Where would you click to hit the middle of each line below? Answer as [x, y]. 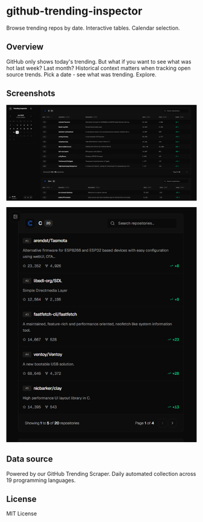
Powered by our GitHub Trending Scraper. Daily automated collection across [101, 474]
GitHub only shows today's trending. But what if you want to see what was [99, 61]
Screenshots [31, 94]
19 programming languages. [41, 480]
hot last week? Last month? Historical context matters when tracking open [98, 68]
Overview [25, 47]
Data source [30, 459]
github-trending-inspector [74, 11]
